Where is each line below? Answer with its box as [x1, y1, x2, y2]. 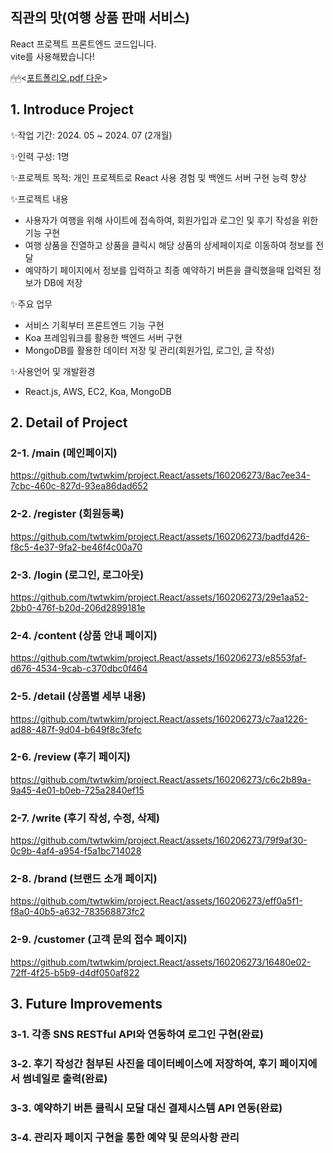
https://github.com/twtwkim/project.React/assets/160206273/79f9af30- [10, 834, 308, 847]
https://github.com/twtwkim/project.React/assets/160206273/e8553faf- [10, 652, 307, 664]
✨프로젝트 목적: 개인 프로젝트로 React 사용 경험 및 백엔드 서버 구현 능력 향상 [10, 171, 307, 183]
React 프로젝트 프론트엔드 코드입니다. [10, 38, 157, 50]
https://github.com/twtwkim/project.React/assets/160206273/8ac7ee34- [10, 469, 311, 482]
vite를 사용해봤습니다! [10, 50, 95, 62]
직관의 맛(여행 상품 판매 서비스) [10, 9, 190, 27]
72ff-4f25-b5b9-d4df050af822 [10, 966, 140, 978]
